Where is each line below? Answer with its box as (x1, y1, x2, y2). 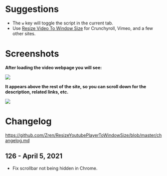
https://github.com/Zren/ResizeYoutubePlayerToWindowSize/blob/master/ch (5, 132, 162, 138)
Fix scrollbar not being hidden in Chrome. (12, 165, 98, 171)
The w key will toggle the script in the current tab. (12, 20, 114, 26)
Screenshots (5, 48, 59, 59)
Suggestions (5, 3, 59, 15)
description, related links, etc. (5, 89, 69, 95)
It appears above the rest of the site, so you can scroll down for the (5, 83, 147, 89)
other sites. (12, 30, 36, 36)
